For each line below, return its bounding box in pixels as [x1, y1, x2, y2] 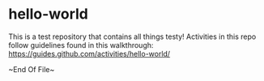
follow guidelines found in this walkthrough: [8, 40, 154, 49]
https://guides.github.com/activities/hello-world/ [8, 49, 171, 58]
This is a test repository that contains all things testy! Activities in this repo [8, 32, 257, 41]
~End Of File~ [8, 64, 55, 74]
